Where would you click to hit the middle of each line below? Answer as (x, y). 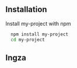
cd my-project (28, 40)
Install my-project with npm (38, 23)
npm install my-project (39, 34)
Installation (26, 10)
